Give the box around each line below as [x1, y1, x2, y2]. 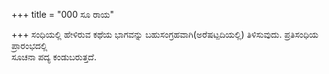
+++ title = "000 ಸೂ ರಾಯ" [11, 9, 115, 20]
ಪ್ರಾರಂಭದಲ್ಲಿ [11, 40, 48, 51]
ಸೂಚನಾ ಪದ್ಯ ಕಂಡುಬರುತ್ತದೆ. [11, 51, 97, 63]
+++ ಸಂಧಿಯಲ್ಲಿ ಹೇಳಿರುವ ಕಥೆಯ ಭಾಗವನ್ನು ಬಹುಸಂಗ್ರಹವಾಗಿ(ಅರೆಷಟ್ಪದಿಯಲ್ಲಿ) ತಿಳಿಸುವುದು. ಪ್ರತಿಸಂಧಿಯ [11, 29, 319, 40]
